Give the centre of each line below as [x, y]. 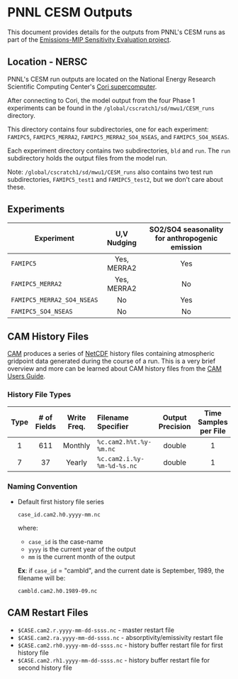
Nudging [121, 242]
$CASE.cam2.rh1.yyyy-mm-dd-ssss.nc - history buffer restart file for [114, 660]
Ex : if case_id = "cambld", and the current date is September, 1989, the [121, 570]
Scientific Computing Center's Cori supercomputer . [82, 87]
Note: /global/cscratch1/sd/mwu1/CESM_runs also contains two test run [110, 172]
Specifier [113, 426]
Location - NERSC [47, 62]
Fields [46, 426]
